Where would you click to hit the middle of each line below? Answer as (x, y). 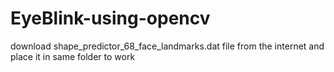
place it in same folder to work (73, 56)
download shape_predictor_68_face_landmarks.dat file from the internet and (167, 46)
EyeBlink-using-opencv (110, 18)
